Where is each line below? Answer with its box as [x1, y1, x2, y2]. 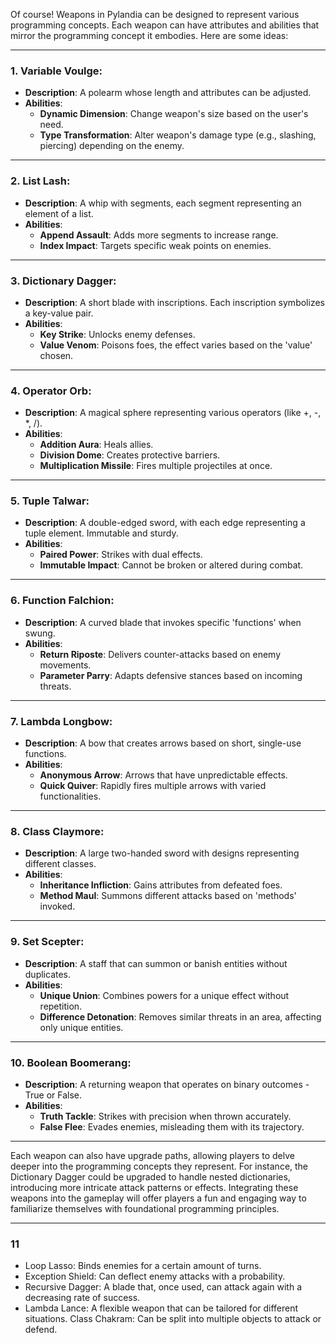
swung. [24, 627, 56, 639]
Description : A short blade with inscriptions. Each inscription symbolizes [24, 296, 325, 308]
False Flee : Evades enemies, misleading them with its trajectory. [39, 1120, 305, 1133]
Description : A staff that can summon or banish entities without [24, 957, 288, 969]
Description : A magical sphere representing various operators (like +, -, [24, 407, 322, 419]
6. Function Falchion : [10, 594, 115, 608]
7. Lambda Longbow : [10, 714, 113, 728]
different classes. [24, 858, 97, 870]
